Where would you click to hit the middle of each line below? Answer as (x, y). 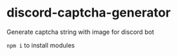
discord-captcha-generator (89, 13)
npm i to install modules (41, 45)
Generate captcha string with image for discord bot (81, 32)
